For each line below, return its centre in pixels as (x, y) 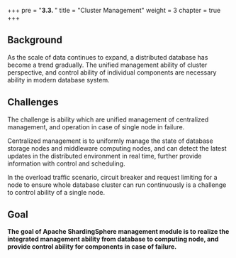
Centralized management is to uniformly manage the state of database (111, 141)
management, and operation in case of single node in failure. (96, 127)
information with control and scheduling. (66, 163)
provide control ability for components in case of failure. (92, 247)
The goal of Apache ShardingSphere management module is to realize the (118, 232)
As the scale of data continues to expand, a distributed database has (108, 57)
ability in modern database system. (58, 80)
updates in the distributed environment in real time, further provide (105, 156)
